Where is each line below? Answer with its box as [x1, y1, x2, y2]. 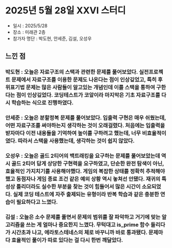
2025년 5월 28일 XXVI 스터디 [5, 5, 126, 16]
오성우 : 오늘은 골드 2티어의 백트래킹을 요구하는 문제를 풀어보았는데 [5, 152, 160, 159]
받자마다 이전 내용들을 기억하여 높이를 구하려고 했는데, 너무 [5, 130, 141, 137]
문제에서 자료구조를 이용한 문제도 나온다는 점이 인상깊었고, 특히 [11, 76, 157, 84]
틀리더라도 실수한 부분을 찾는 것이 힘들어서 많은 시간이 [16, 183, 141, 190]
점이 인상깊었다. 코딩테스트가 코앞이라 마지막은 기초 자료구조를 [16, 92, 160, 99]
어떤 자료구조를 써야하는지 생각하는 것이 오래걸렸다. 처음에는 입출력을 [5, 122, 165, 129]
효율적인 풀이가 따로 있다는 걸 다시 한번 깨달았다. [11, 237, 123, 244]
